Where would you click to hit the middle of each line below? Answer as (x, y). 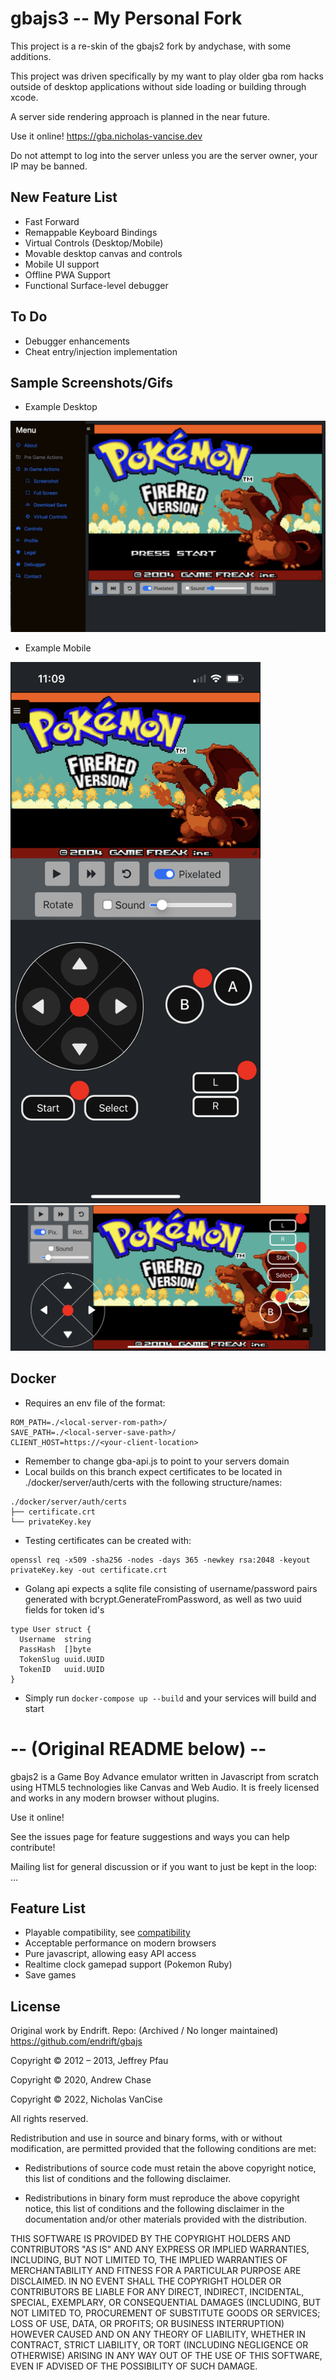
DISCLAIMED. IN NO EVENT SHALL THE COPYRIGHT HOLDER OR (146, 2281)
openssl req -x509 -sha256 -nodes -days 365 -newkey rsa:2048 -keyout (160, 1560)
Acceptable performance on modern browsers (120, 1943)
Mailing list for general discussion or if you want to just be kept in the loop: (163, 1866)
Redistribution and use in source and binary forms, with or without (146, 2138)
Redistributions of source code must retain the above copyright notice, (170, 2168)
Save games (50, 1975)
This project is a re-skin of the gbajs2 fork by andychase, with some (151, 46)
